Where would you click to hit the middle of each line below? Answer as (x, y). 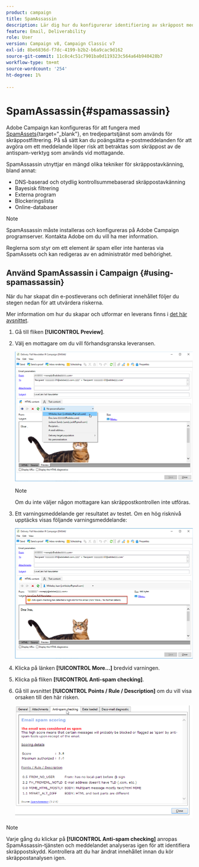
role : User (20, 38)
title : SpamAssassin (32, 19)
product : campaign (29, 12)
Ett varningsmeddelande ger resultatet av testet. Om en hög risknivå (98, 514)
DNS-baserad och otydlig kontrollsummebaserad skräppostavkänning (100, 182)
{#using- (157, 273)
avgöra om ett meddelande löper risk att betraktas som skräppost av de (94, 147)
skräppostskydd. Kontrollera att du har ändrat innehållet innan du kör (90, 852)
